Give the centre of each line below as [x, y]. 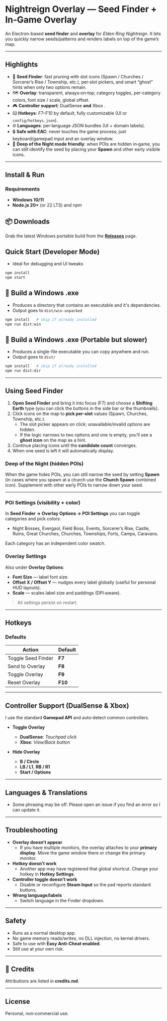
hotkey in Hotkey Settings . [47, 874]
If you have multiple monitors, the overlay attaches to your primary [88, 847]
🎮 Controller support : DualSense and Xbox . [59, 105]
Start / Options [35, 772]
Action [30, 650]
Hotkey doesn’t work [34, 863]
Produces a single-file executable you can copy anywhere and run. [81, 352]
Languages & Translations [46, 792]
